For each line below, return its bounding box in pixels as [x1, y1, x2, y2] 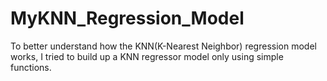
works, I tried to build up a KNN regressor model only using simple [10, 50, 284, 62]
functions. [10, 61, 52, 73]
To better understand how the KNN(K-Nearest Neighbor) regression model [10, 40, 317, 52]
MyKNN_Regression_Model [10, 7, 245, 30]
